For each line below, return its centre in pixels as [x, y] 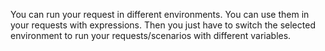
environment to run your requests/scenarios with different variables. [151, 35]
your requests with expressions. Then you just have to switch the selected [163, 25]
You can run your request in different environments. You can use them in [160, 14]
